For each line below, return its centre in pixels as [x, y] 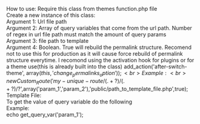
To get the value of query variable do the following [69, 102]
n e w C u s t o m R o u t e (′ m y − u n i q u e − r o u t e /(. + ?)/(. [66, 81]
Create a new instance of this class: [51, 15]
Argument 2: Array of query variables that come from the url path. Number [99, 28]
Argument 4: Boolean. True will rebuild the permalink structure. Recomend [99, 47]
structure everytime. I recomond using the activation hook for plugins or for [100, 60]
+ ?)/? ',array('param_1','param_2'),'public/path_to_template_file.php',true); [97, 89]
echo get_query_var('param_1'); [45, 114]
